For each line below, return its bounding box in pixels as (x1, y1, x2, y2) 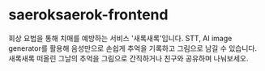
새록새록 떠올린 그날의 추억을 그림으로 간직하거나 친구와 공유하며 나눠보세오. (8, 53, 249, 63)
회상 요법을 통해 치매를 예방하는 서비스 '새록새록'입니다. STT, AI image (8, 33, 233, 43)
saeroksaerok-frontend (8, 6, 169, 24)
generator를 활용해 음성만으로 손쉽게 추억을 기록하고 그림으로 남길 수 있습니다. (8, 43, 258, 53)
